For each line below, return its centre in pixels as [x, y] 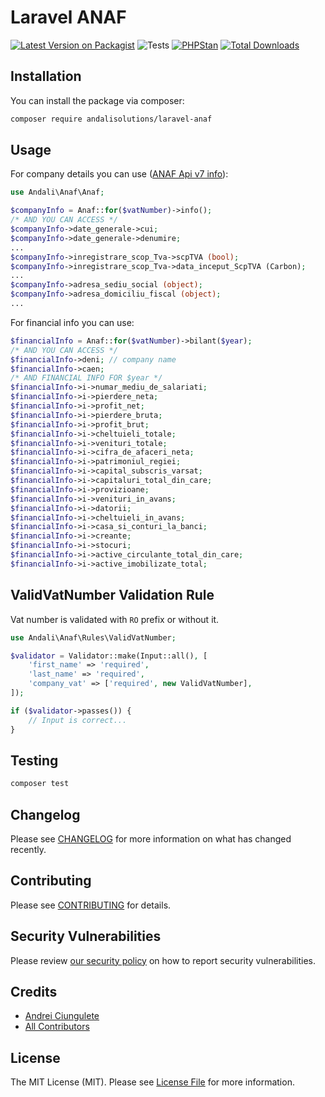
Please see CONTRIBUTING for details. [91, 905]
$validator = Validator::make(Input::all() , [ [109, 656]
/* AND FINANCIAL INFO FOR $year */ [86, 378]
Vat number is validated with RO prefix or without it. [115, 619]
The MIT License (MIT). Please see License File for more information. [152, 1082]
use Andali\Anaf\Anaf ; [57, 192]
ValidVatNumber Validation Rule [112, 595]
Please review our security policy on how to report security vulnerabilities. [163, 960]
